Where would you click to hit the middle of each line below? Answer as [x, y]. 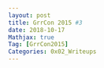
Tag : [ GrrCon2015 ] [38, 45]
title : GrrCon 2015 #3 [45, 23]
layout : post [30, 15]
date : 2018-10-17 [37, 30]
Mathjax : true [32, 37]
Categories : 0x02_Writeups [52, 52]
